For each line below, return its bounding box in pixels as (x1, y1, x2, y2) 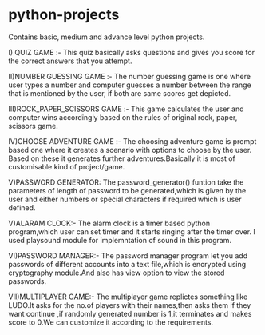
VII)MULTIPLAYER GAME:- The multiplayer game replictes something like (8, 292, 248, 301)
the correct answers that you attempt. (8, 56, 132, 66)
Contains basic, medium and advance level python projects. (8, 32, 205, 42)
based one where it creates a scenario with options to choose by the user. (8, 145, 252, 154)
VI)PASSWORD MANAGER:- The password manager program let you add (8, 250, 248, 261)
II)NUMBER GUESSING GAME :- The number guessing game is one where (8, 71, 251, 81)
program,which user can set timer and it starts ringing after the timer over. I (8, 226, 255, 237)
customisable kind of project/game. (8, 162, 125, 171)
